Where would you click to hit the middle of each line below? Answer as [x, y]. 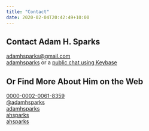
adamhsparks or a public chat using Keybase [62, 62]
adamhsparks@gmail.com [38, 56]
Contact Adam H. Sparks [53, 42]
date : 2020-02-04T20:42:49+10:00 [48, 17]
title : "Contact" [28, 12]
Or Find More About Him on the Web [75, 81]
